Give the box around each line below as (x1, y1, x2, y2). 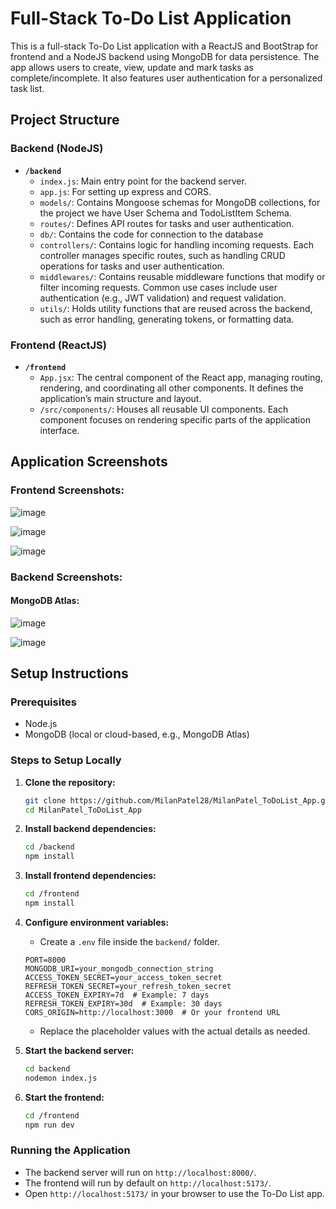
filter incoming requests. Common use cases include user (39, 281, 278, 293)
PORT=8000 (24, 955, 67, 965)
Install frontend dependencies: (24, 870, 157, 882)
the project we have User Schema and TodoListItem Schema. (39, 207, 292, 219)
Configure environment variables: (24, 916, 169, 928)
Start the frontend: (24, 1091, 105, 1103)
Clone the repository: (24, 776, 116, 788)
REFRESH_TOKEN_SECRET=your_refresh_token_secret (24, 981, 232, 991)
